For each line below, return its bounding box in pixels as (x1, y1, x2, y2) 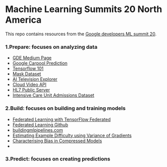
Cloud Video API (12, 81, 47, 88)
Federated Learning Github (12, 122, 69, 128)
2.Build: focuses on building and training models (5, 105, 126, 112)
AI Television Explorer (12, 76, 58, 82)
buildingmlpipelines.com (12, 127, 63, 133)
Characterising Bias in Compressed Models (12, 137, 102, 144)
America (5, 14, 42, 26)
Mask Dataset (12, 71, 41, 77)
